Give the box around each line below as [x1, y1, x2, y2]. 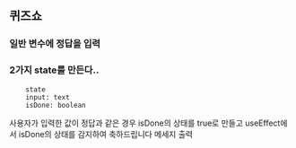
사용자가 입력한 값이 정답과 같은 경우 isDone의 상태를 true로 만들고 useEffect [9, 118, 281, 128]
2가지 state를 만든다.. [9, 64, 100, 76]
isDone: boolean [25, 100, 87, 109]
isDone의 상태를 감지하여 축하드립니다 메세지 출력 [18, 128, 193, 139]
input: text [25, 92, 70, 101]
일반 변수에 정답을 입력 [9, 38, 101, 50]
